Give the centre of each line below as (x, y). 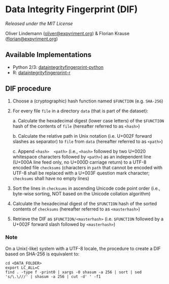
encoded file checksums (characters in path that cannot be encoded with (88, 167)
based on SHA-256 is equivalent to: (42, 254)
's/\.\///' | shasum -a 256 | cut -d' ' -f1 (53, 276)
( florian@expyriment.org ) (32, 39)
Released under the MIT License (39, 23)
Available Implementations (48, 55)
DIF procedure (28, 88)
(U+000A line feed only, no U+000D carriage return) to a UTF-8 (79, 162)
